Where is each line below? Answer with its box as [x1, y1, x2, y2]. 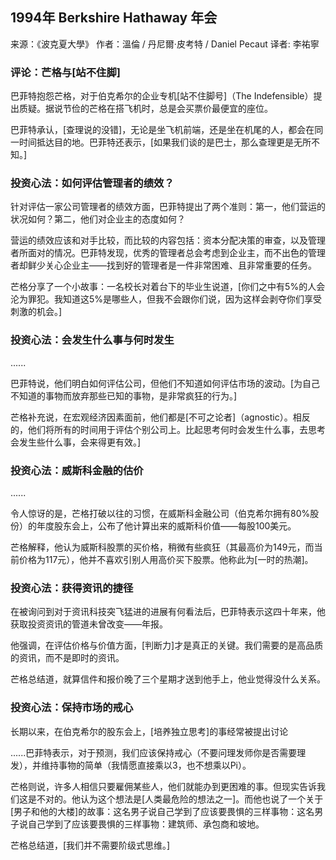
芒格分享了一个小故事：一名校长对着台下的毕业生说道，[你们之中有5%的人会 [10, 281, 326, 293]
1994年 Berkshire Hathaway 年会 [10, 9, 218, 27]
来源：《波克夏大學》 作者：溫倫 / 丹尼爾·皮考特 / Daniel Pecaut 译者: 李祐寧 [10, 38, 320, 50]
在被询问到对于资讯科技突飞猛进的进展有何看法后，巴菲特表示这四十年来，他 [10, 606, 326, 618]
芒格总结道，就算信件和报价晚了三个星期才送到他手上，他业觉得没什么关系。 [10, 673, 326, 685]
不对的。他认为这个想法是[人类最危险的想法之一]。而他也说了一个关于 [36, 793, 324, 805]
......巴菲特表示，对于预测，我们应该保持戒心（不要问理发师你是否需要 [10, 746, 298, 758]
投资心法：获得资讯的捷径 [10, 581, 134, 595]
